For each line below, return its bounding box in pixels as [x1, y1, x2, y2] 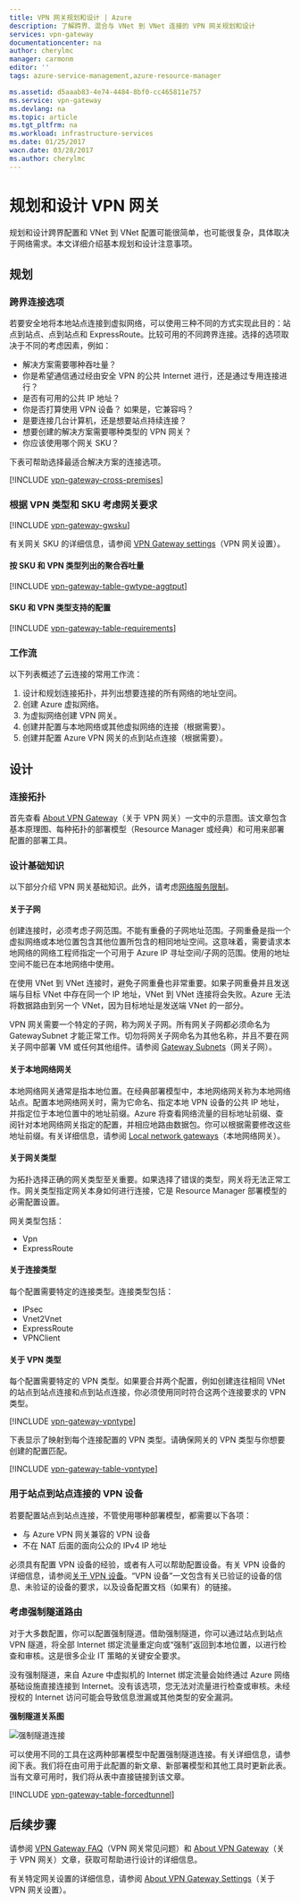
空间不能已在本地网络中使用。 [9, 959, 119, 970]
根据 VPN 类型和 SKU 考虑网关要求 [9, 499, 158, 511]
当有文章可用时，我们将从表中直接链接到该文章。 [9, 1770, 189, 1782]
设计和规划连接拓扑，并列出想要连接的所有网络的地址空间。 [21, 688, 242, 699]
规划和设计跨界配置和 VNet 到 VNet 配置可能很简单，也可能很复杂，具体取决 [9, 227, 290, 237]
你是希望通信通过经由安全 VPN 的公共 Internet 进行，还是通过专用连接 [21, 371, 279, 381]
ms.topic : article [9, 113, 78, 122]
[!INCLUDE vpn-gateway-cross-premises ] [9, 475, 163, 485]
